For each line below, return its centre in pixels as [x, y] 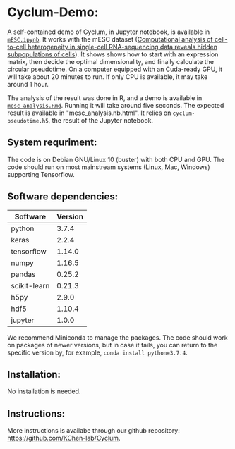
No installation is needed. [44, 391]
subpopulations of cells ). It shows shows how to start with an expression [113, 54]
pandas [23, 274]
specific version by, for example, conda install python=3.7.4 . [98, 352]
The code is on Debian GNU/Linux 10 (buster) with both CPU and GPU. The [116, 159]
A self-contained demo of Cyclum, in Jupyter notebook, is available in [109, 32]
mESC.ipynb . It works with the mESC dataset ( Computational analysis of [110, 39]
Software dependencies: [63, 197]
